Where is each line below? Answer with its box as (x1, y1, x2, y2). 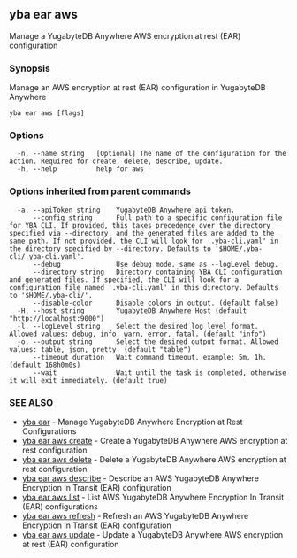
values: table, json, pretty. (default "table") (9, 345, 192, 353)
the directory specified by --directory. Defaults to (9, 244, 212, 253)
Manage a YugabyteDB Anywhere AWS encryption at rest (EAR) (9, 30, 241, 41)
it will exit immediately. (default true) (9, 376, 168, 384)
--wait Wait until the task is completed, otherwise (32, 368, 287, 377)
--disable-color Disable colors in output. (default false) (32, 298, 278, 307)
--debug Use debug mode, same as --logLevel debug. (32, 260, 278, 268)
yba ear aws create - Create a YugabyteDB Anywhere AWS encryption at (21, 436, 288, 446)
